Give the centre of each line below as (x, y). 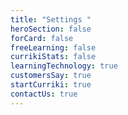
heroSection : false (51, 29)
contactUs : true (44, 94)
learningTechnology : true (64, 66)
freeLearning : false (53, 47)
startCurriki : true (51, 85)
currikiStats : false (53, 57)
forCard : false (42, 38)
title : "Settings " (51, 19)
